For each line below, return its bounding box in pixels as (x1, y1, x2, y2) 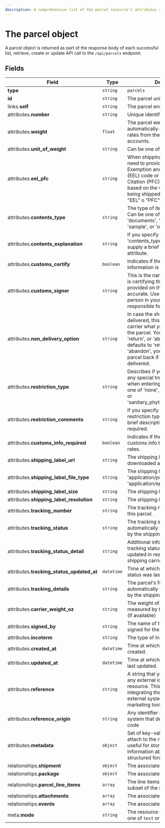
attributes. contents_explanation (7, 241, 83, 247)
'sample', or (127, 223, 155, 230)
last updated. (127, 662, 158, 669)
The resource (127, 809, 159, 816)
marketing (127, 701, 151, 708)
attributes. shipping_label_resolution (7, 496, 93, 503)
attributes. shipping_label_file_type (7, 474, 89, 481)
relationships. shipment (7, 762, 61, 769)
